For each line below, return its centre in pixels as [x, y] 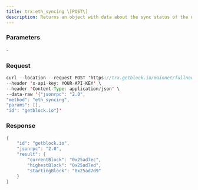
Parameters [23, 38]
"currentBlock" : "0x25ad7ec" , [64, 160]
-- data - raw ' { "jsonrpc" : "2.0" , [46, 94]
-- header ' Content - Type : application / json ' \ [63, 89]
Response [21, 126]
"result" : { [31, 154]
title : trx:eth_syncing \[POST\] [47, 11]
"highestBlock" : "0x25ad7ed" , [64, 165]
